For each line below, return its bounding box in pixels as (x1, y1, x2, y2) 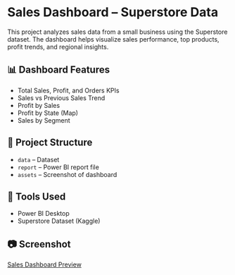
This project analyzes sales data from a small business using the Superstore (7, 28, 228, 36)
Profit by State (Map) (17, 109, 79, 117)
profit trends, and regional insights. (7, 42, 109, 51)
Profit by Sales (17, 101, 61, 109)
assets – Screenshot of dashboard (17, 170, 118, 178)
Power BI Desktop (17, 209, 70, 218)
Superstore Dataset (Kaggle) (17, 216, 101, 226)
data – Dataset (17, 155, 60, 164)
